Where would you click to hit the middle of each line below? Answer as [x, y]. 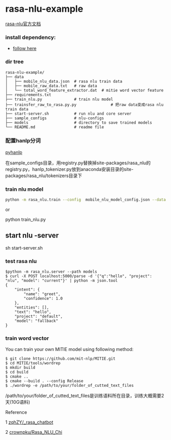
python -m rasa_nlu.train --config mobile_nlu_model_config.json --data [86, 200]
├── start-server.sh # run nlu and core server [68, 114]
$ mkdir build [20, 368]
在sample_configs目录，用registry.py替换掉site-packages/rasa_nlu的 [78, 163]
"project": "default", [39, 317]
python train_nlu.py [26, 219]
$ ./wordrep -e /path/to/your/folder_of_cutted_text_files [70, 386]
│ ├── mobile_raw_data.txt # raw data [51, 86]
